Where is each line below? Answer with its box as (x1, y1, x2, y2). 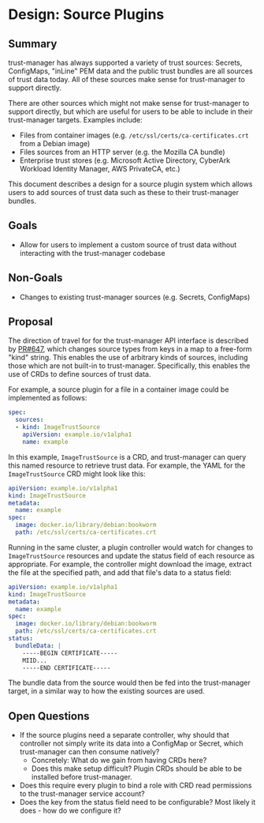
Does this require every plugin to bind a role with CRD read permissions (19, 780, 252, 791)
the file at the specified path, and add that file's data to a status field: (8, 567, 232, 577)
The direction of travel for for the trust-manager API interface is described (8, 336, 249, 345)
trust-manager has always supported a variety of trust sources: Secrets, (8, 58, 243, 67)
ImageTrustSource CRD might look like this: (8, 468, 146, 479)
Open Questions (8, 709, 90, 723)
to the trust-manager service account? (19, 789, 145, 799)
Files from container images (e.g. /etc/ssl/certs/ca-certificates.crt (19, 130, 250, 140)
